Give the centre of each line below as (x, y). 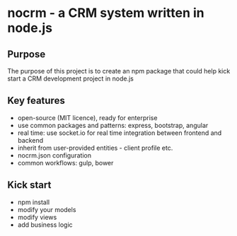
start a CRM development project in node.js (71, 78)
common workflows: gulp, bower (65, 163)
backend (30, 140)
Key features (36, 101)
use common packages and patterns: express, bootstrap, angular (113, 125)
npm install (34, 202)
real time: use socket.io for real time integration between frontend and (120, 133)
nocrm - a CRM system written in (106, 13)
